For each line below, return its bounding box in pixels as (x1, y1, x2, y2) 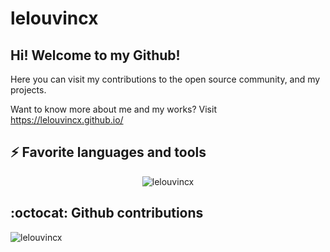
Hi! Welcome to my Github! (10, 47, 181, 64)
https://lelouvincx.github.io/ (10, 114, 124, 126)
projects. (10, 84, 47, 96)
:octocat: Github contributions (10, 205, 204, 222)
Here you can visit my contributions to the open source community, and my (10, 73, 321, 85)
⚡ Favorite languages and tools (10, 144, 207, 161)
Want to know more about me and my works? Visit (10, 103, 217, 115)
